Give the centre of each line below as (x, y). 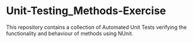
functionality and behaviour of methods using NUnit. (70, 33)
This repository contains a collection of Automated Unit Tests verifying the (97, 27)
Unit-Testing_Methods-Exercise (86, 11)
